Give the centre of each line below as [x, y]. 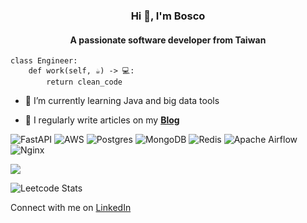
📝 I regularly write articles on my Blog [102, 120]
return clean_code [84, 82]
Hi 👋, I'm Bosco [168, 16]
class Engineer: [44, 61]
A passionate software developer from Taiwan [168, 40]
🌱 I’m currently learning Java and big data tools [122, 101]
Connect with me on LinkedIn [71, 208]
